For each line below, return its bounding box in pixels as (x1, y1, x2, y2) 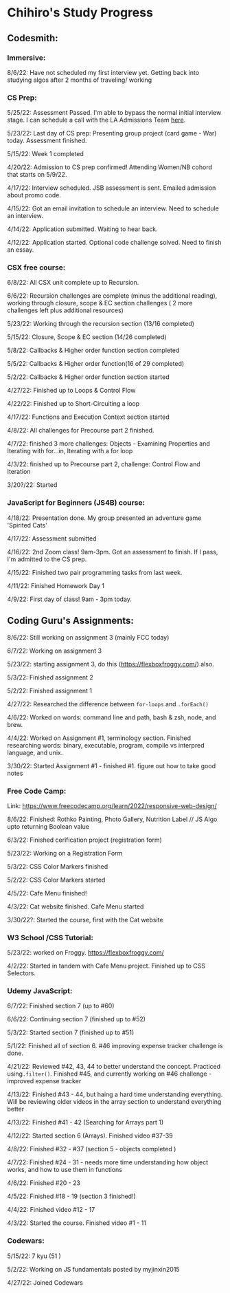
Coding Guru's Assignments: (7, 615, 134, 627)
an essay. (7, 246, 34, 254)
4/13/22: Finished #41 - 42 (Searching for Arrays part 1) (7, 1118, 164, 1127)
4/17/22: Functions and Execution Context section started (7, 413, 170, 421)
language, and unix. (7, 748, 63, 757)
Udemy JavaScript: (7, 986, 73, 996)
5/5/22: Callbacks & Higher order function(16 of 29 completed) (7, 360, 185, 368)
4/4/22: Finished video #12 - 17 (7, 1206, 95, 1214)
